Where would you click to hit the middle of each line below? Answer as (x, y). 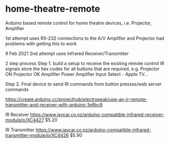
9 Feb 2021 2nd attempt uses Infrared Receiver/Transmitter (67, 53)
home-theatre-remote (53, 9)
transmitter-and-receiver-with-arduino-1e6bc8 (54, 104)
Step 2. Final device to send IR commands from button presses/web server (83, 84)
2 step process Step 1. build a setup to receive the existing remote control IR (85, 63)
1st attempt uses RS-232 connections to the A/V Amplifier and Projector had (85, 38)
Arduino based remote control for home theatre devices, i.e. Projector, (78, 23)
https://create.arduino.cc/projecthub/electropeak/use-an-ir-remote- (77, 99)
